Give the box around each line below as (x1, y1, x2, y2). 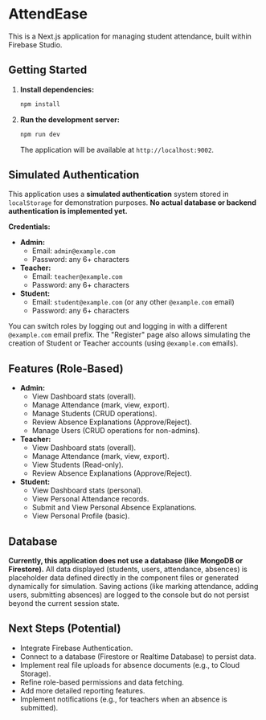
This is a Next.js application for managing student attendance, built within (8, 31, 252, 41)
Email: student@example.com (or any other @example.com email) (31, 297, 235, 307)
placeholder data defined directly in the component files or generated (8, 572, 239, 583)
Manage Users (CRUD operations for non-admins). (31, 426, 201, 436)
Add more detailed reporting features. (19, 685, 145, 695)
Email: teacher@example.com (31, 272, 123, 281)
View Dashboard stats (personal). (31, 485, 143, 495)
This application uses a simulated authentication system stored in (8, 190, 229, 199)
